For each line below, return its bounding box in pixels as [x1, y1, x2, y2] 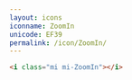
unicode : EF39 [9, 30, 63, 39]
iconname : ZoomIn [9, 22, 75, 31]
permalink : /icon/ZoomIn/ [9, 38, 107, 48]
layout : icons [9, 13, 63, 22]
